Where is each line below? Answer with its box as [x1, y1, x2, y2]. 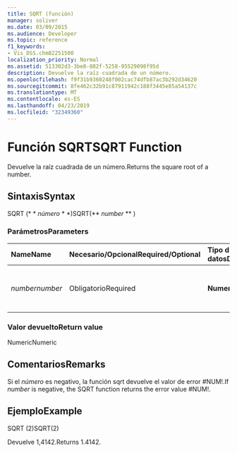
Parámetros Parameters [7, 226, 89, 236]
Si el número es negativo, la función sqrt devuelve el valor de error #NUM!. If [7, 377, 229, 385]
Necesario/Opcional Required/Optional [69, 249, 201, 259]
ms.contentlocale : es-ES [7, 96, 80, 103]
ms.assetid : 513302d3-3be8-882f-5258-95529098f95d [7, 63, 159, 70]
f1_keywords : [7, 43, 46, 50]
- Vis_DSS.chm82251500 [7, 50, 74, 57]
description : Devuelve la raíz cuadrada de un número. [7, 69, 172, 76]
